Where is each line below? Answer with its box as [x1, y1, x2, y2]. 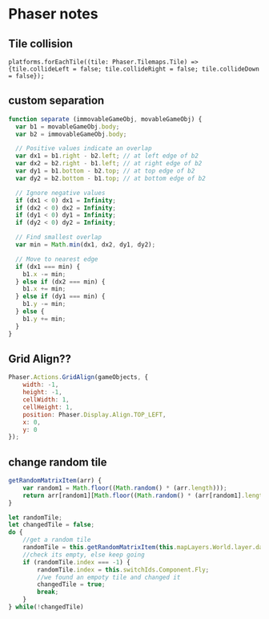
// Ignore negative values [15, 189, 106, 197]
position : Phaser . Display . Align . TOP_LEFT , [22, 410, 167, 418]
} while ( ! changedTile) [8, 603, 84, 611]
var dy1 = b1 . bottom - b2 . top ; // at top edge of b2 [15, 167, 195, 175]
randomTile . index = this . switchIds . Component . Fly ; [37, 565, 210, 574]
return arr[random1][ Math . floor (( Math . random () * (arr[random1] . [22, 491, 246, 499]
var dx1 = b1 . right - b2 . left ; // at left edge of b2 [15, 152, 199, 161]
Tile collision [8, 37, 74, 51]
